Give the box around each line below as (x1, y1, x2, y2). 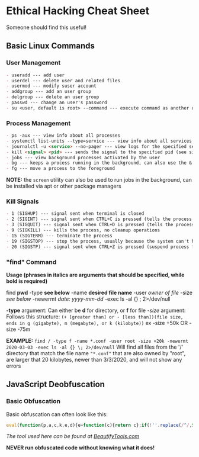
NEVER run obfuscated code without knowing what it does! (6, 444, 155, 451)
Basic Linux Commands (6, 41, 95, 51)
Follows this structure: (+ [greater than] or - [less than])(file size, (6, 313, 184, 320)
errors (6, 362, 21, 369)
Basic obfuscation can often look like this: (6, 410, 108, 418)
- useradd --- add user (6, 72, 65, 78)
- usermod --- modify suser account (6, 83, 97, 89)
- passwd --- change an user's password (6, 99, 108, 105)
